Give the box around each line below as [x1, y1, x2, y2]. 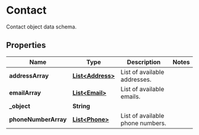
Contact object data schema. [6, 23, 77, 30]
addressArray [9, 72, 49, 80]
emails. [120, 92, 141, 101]
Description [127, 57, 161, 66]
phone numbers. [120, 119, 167, 127]
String [72, 102, 91, 110]
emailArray [9, 88, 41, 97]
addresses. [120, 75, 152, 83]
